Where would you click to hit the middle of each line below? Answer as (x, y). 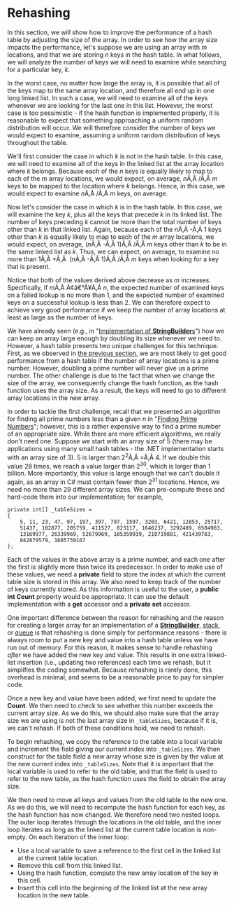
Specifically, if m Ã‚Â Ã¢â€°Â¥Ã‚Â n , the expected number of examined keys (116, 287)
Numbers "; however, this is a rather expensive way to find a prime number (114, 426)
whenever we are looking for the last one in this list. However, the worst (110, 105)
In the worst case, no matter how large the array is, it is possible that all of (114, 83)
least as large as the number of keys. (60, 317)
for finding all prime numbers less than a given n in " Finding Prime (102, 419)
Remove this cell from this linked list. (70, 865)
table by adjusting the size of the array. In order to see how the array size (112, 39)
